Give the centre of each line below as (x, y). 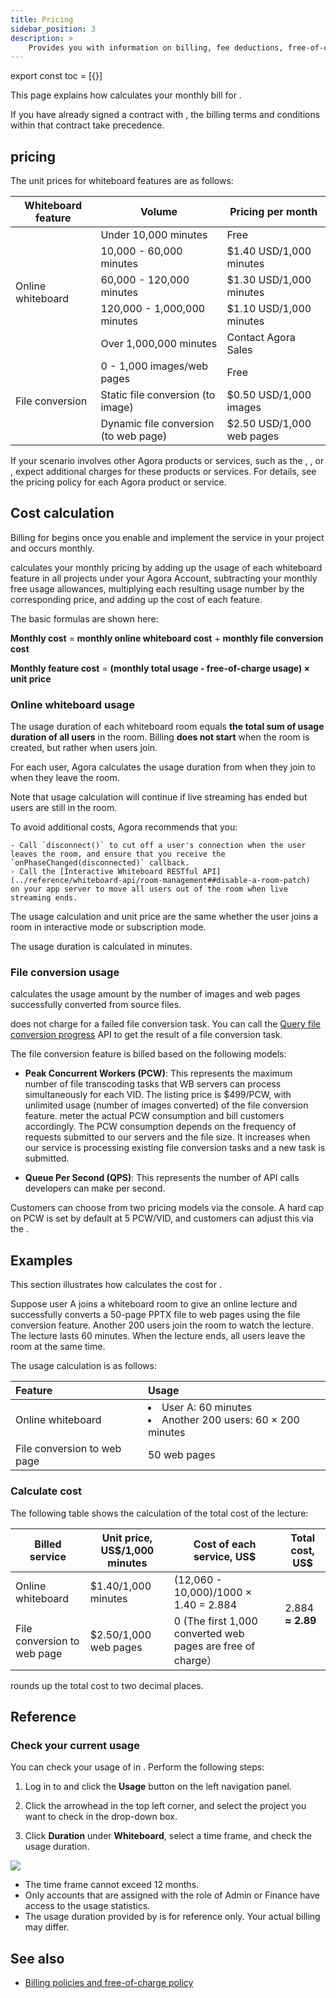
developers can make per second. (95, 1188)
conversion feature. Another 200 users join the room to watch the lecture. (162, 1325)
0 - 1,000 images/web (154, 366)
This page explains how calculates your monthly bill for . (126, 95)
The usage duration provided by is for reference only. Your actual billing (172, 1917)
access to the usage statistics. (87, 1906)
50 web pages (181, 1455)
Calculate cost (46, 1491)
